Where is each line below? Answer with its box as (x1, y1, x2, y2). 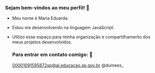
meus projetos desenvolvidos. (12, 39, 72, 45)
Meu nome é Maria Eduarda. (12, 15, 69, 21)
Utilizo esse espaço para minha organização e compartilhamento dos (12, 34, 151, 40)
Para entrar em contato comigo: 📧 (12, 51, 93, 58)
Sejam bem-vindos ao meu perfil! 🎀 (5, 4, 90, 11)
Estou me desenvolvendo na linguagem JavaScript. (12, 25, 115, 30)
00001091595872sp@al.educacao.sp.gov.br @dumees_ (12, 62, 124, 68)
